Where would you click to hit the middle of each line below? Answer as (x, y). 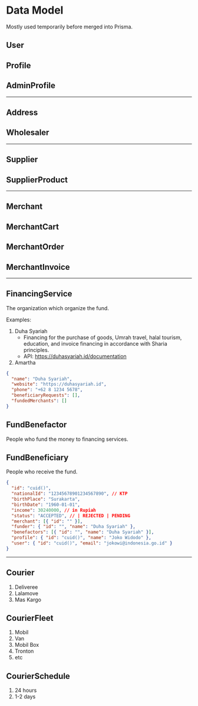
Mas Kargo (28, 599)
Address (22, 112)
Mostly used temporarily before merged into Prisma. (70, 27)
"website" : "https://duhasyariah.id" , (59, 384)
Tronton (24, 651)
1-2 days (25, 697)
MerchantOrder (35, 247)
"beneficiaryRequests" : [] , (46, 395)
